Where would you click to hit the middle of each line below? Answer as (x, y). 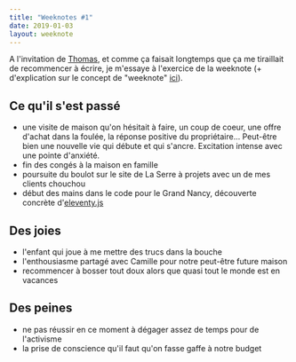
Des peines (41, 308)
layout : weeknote (41, 34)
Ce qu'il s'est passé (65, 106)
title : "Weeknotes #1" (51, 17)
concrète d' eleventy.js (63, 203)
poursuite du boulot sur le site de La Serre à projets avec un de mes (146, 175)
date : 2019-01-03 (41, 26)
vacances (40, 280)
